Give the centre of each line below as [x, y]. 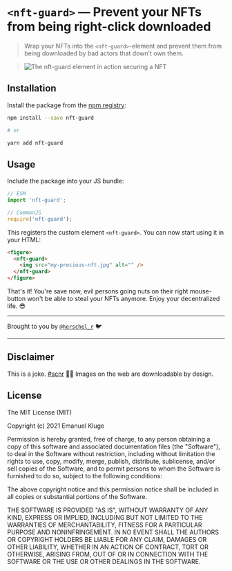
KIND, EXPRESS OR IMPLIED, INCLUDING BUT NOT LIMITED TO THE [105, 517]
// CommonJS [24, 212]
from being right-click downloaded [109, 27]
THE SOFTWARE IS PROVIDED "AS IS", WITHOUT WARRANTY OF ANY [108, 510]
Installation [32, 88]
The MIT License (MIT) [40, 412]
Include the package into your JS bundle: [66, 181]
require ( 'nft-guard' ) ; [40, 219]
